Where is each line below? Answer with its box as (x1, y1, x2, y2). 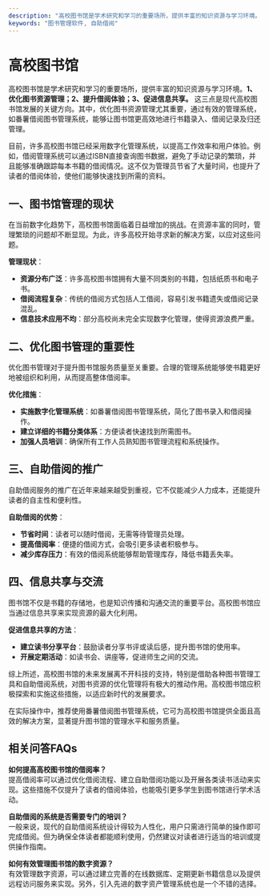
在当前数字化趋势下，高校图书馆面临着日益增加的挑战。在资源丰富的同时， (8, 220, 254, 229)
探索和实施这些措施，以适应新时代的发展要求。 (14, 688, 170, 698)
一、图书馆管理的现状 (8, 197, 114, 211)
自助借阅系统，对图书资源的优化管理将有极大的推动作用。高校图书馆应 (22, 679, 254, 688)
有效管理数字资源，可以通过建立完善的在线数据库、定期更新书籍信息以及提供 (8, 869, 261, 878)
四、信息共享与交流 (8, 575, 103, 589)
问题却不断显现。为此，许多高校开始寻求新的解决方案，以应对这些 (35, 230, 254, 240)
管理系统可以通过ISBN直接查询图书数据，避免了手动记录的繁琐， (35, 151, 250, 161)
